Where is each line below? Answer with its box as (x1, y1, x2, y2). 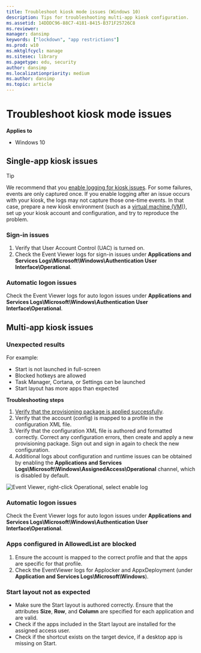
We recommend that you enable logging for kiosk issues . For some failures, (6, 184, 193, 191)
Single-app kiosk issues (6, 156, 98, 166)
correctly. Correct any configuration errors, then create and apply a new (14, 434, 194, 441)
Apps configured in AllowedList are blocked (6, 540, 137, 548)
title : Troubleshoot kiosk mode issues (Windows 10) (6, 8, 141, 15)
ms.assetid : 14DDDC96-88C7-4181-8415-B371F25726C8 (6, 20, 136, 26)
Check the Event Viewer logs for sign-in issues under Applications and (14, 251, 191, 258)
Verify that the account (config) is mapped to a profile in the (14, 415, 163, 422)
